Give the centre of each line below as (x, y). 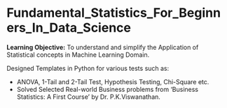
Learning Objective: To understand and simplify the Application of (103, 47)
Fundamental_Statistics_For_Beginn (114, 13)
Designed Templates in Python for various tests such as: (88, 68)
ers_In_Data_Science (69, 28)
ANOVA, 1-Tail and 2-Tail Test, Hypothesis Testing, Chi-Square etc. (113, 81)
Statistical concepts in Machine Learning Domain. (78, 55)
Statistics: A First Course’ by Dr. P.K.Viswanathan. (88, 97)
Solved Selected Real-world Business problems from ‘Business (108, 89)
